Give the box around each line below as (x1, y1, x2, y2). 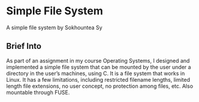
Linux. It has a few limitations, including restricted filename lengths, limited (6, 76, 191, 83)
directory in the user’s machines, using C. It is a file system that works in (6, 70, 185, 77)
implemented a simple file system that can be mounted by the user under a (6, 63, 191, 70)
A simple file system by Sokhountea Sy (6, 24, 102, 31)
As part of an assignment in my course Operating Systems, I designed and (6, 57, 190, 64)
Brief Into (6, 41, 42, 51)
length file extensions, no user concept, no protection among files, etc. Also (6, 82, 194, 89)
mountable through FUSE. (6, 88, 70, 96)
